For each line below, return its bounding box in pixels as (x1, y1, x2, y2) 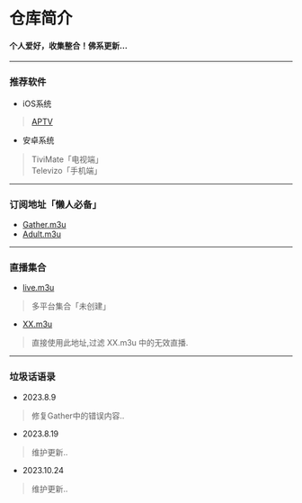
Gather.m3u (22, 219, 67, 229)
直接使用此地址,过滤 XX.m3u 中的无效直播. (31, 337, 189, 348)
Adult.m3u (22, 229, 61, 239)
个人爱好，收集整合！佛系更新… (9, 40, 129, 50)
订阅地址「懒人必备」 (9, 198, 102, 211)
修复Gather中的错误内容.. (31, 410, 125, 421)
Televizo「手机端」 (31, 165, 102, 175)
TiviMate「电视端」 (31, 154, 103, 165)
